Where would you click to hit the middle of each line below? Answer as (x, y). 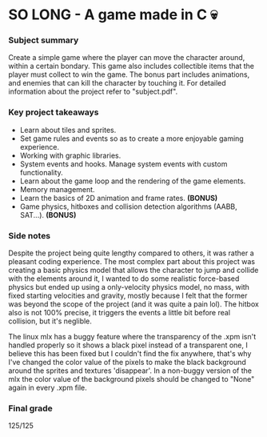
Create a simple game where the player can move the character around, (127, 58)
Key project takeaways (54, 112)
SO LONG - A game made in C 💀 (113, 15)
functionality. (41, 172)
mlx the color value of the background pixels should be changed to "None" (132, 379)
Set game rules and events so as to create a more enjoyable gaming (132, 138)
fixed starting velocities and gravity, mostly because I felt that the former (128, 296)
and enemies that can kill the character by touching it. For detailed (117, 83)
